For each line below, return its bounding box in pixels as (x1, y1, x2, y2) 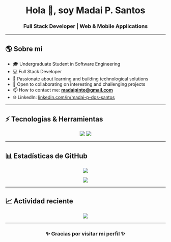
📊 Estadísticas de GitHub (5, 152, 88, 160)
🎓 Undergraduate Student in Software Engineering (12, 61, 121, 67)
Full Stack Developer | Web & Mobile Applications (23, 23, 148, 30)
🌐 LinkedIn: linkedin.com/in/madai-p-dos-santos (12, 94, 115, 101)
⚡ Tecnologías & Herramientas (5, 114, 103, 124)
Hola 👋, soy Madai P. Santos (25, 5, 146, 16)
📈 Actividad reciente (5, 197, 74, 205)
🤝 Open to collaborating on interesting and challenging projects (12, 81, 146, 87)
